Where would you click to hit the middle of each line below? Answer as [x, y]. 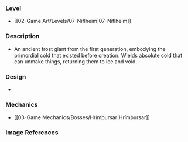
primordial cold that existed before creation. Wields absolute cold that [98, 55]
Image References [32, 133]
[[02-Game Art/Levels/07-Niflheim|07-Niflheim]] [72, 21]
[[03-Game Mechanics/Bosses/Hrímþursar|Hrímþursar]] [82, 117]
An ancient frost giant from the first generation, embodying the [90, 49]
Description [23, 36]
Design [16, 76]
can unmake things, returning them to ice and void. [75, 61]
